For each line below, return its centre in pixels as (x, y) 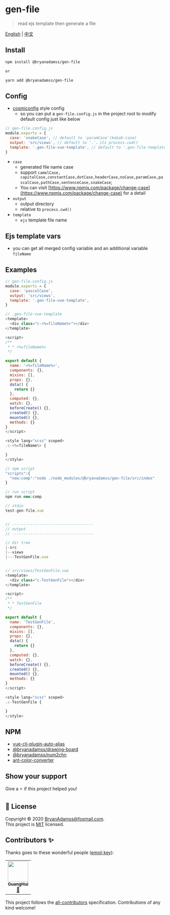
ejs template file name (44, 220)
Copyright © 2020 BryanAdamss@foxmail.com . (55, 818)
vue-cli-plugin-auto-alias (39, 744)
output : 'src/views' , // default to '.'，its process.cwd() (74, 143)
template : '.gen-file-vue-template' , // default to (66, 147)
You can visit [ (35, 188)
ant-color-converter (33, 760)
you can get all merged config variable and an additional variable (80, 248)
